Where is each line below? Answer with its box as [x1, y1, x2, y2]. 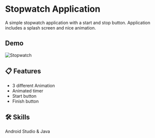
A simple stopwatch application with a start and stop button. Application [5, 20, 151, 26]
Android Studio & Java [5, 129, 51, 135]
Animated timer [12, 87, 44, 94]
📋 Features [5, 67, 41, 76]
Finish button [12, 98, 39, 104]
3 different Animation [12, 83, 55, 88]
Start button [12, 93, 37, 99]
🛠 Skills [5, 113, 30, 121]
